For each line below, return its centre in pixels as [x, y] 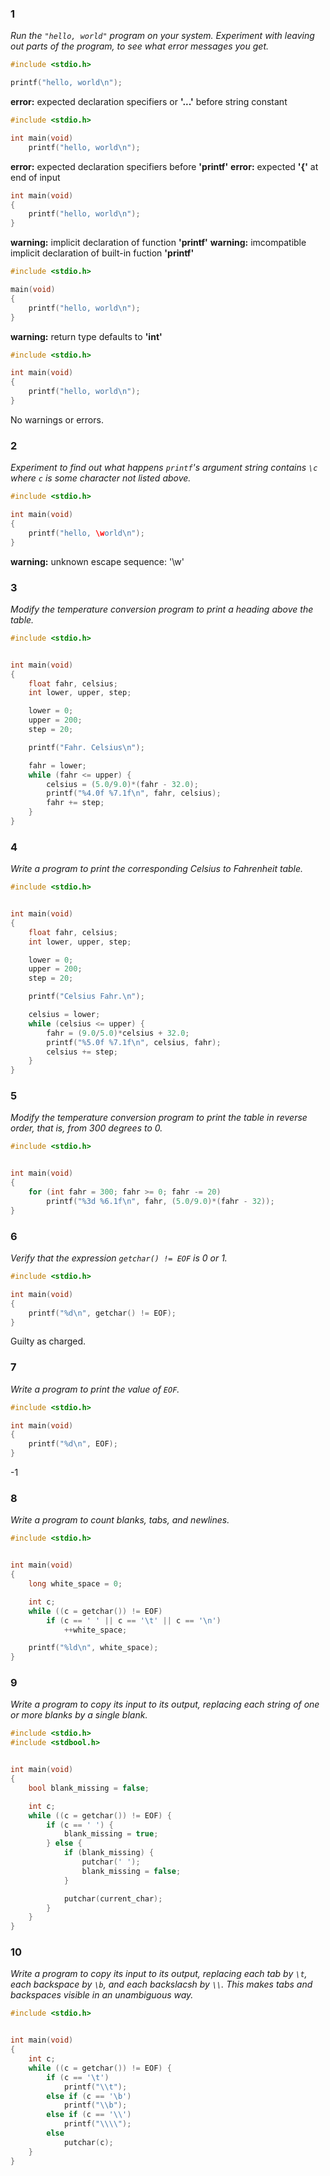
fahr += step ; [75, 803]
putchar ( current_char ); [113, 1898]
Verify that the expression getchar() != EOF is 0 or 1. [119, 1258]
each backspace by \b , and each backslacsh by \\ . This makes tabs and [161, 1984]
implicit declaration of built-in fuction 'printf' [102, 253]
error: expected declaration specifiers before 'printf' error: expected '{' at [164, 166]
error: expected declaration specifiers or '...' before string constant [149, 102]
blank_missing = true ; [111, 1834]
